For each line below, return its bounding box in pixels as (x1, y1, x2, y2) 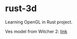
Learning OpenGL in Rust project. (5, 19, 73, 25)
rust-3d (5, 3, 37, 14)
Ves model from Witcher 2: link (5, 28, 68, 34)
